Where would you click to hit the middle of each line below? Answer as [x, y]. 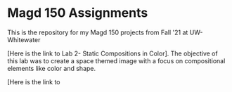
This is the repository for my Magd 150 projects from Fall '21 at [98, 32]
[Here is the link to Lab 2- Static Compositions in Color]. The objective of [112, 53]
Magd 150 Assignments [78, 13]
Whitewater [24, 39]
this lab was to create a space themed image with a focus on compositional [116, 60]
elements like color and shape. [52, 68]
